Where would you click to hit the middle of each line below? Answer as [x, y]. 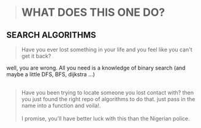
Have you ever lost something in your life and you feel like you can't [107, 49]
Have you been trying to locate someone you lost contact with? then [108, 93]
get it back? [36, 56]
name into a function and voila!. [61, 105]
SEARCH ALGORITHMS [51, 35]
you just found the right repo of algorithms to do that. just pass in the [108, 99]
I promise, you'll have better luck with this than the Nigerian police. [105, 119]
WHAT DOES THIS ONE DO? [93, 12]
